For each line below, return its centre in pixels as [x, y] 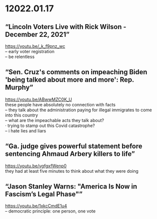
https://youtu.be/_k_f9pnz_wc [35, 46]
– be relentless [20, 57]
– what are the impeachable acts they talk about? [55, 120]
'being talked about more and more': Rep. [69, 80]
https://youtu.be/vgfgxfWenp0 [36, 166]
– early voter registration [30, 51]
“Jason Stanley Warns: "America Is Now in [71, 187]
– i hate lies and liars [26, 130]
